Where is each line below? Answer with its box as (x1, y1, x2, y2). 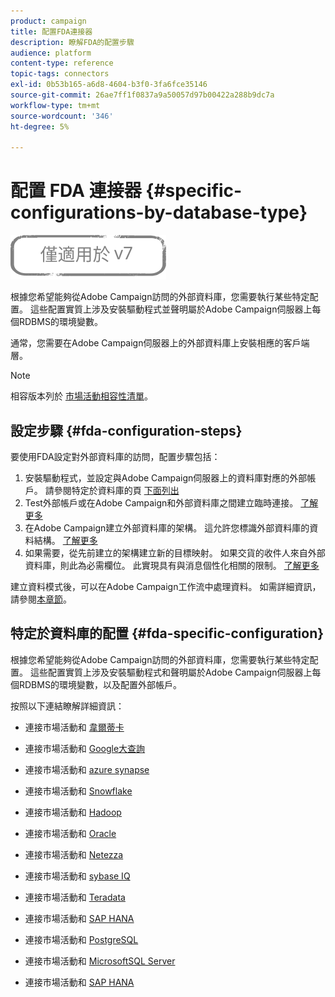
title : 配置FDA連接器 (10, 26, 93, 37)
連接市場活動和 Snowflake (24, 785, 133, 797)
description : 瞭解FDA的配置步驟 (10, 37, 135, 47)
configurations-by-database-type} (10, 201, 308, 224)
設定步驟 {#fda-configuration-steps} (10, 422, 243, 439)
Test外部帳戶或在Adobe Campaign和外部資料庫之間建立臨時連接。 (24, 497, 299, 509)
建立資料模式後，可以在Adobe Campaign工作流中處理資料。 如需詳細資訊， (10, 581, 322, 592)
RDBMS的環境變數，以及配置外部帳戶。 (18, 678, 182, 690)
